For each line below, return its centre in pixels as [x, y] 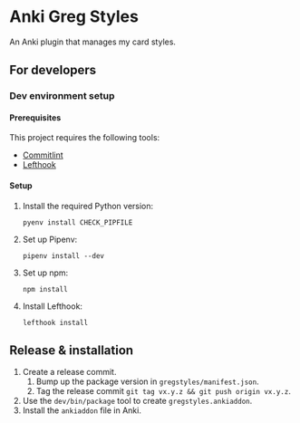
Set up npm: [45, 273]
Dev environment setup [62, 96]
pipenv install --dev [63, 255]
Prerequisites [35, 117]
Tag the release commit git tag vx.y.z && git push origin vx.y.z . [164, 391]
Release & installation [72, 351]
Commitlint [43, 155]
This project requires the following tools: [85, 138]
